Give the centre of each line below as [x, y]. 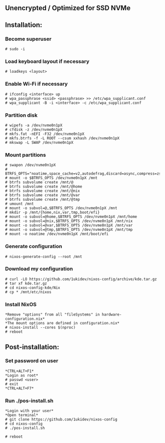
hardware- [111, 315]
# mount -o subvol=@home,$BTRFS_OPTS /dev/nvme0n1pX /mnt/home [71, 217]
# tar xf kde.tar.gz [26, 283]
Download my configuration [39, 269]
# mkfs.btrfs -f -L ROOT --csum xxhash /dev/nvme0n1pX [62, 138]
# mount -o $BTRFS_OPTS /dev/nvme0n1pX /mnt [51, 178]
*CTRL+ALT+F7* [20, 388]
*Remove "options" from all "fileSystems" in [52, 315]
